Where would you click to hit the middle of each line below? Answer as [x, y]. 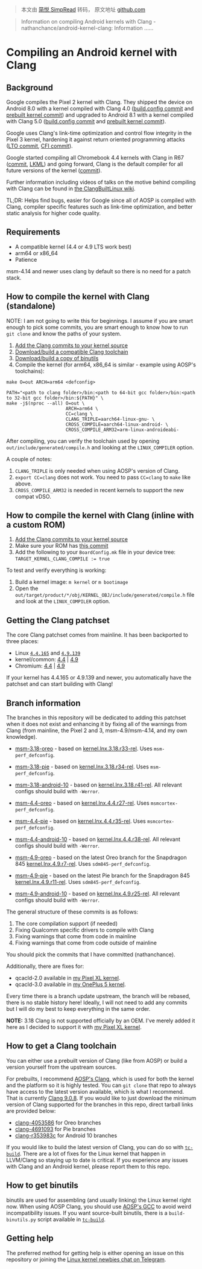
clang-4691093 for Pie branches [55, 1129]
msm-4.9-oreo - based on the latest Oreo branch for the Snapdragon [101, 857]
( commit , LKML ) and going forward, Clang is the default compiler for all [95, 164]
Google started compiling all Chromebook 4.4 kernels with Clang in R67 [95, 157]
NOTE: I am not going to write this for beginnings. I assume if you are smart [100, 320]
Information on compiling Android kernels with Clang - [88, 21]
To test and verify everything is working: [56, 570]
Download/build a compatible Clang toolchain [71, 352]
